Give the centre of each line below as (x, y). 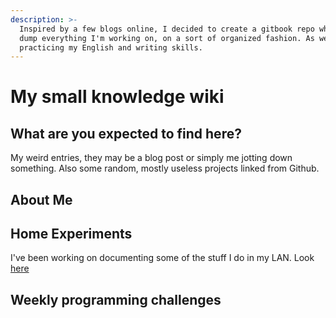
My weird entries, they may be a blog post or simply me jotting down (151, 158)
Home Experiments (71, 234)
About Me (41, 199)
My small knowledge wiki (117, 97)
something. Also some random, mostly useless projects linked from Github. (165, 168)
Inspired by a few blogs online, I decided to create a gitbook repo (167, 29)
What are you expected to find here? (126, 133)
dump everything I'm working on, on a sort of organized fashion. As (167, 38)
